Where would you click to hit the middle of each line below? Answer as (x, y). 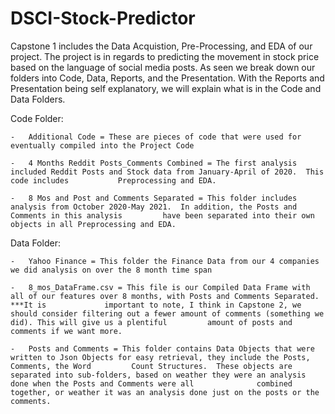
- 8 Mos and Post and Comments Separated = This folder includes (154, 198)
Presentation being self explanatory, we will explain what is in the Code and (166, 88)
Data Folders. (38, 99)
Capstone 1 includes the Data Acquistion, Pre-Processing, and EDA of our (161, 46)
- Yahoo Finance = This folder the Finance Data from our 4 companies (165, 261)
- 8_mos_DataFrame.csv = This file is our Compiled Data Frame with (160, 287)
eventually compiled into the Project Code (102, 145)
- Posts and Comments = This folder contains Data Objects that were (162, 348)
